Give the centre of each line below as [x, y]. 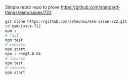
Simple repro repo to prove [33, 7]
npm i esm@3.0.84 [23, 54]
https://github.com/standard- [90, 7]
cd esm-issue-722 [23, 26]
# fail [12, 35]
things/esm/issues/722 [28, 12]
